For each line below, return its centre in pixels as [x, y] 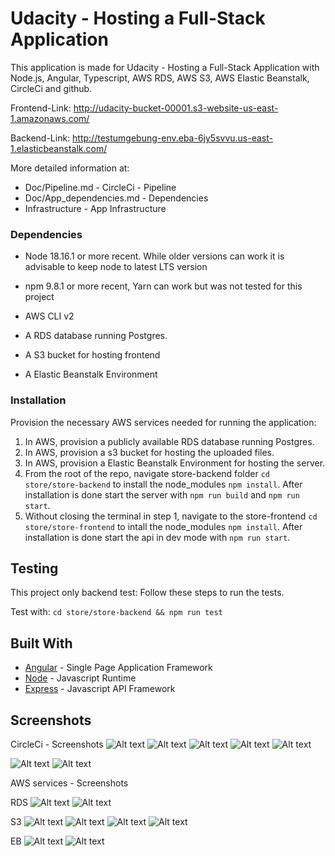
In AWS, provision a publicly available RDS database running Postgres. [169, 441]
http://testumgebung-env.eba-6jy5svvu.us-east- [172, 138]
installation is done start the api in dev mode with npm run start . [157, 537]
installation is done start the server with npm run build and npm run [162, 494]
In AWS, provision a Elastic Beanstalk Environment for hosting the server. [175, 463]
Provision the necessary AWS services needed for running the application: [163, 422]
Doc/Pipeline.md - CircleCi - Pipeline [100, 187]
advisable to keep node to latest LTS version [116, 267]
